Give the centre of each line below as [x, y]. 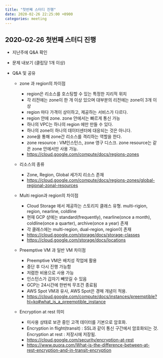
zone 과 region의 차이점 [42, 84]
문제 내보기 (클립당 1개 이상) [39, 63]
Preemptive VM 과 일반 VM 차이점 [53, 250]
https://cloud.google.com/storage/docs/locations [76, 240]
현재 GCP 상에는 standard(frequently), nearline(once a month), [89, 217]
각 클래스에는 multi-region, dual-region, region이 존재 [79, 230]
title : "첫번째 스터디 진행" [31, 10]
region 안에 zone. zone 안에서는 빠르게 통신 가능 [73, 118]
